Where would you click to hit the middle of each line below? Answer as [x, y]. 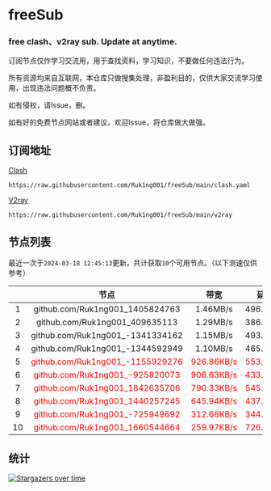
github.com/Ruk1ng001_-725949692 [107, 414]
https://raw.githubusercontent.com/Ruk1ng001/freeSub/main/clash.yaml [129, 185]
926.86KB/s [214, 362]
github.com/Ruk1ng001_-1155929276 [107, 362]
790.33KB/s [214, 388]
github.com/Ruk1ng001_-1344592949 [107, 349]
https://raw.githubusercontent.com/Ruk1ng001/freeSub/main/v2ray [120, 215]
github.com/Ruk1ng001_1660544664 [107, 428]
